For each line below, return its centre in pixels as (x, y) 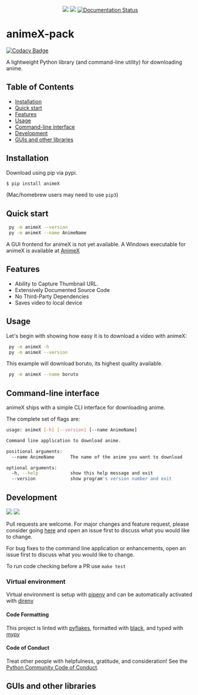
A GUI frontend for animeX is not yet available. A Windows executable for (96, 244)
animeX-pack (40, 34)
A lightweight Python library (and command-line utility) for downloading (94, 62)
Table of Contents (40, 87)
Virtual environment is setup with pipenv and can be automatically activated (99, 595)
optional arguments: (32, 468)
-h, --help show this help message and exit (82, 473)
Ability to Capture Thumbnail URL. (56, 284)
